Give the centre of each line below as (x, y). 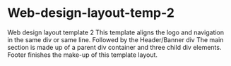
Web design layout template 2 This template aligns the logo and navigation (116, 32)
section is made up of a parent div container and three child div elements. (114, 47)
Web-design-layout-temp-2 (91, 13)
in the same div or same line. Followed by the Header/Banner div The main (115, 39)
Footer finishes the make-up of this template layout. (82, 55)
